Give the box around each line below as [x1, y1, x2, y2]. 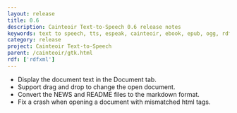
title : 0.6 [7, 17, 39, 24]
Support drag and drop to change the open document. [17, 82, 176, 91]
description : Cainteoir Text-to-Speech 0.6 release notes [7, 23, 181, 30]
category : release [7, 36, 61, 44]
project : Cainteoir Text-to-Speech [7, 43, 112, 50]
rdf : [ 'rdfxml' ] [7, 56, 55, 63]
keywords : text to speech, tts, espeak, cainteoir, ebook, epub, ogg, [7, 29, 219, 37]
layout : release [7, 10, 55, 18]
